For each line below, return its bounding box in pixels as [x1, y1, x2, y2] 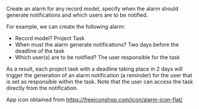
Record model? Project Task [14, 35, 85, 41]
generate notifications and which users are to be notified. [6, 11, 148, 19]
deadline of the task [14, 47, 65, 54]
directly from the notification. [6, 84, 78, 92]
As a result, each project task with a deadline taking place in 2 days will [6, 65, 183, 72]
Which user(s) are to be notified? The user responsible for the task [14, 54, 180, 60]
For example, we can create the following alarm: [6, 23, 125, 30]
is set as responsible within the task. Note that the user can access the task [6, 78, 194, 85]
